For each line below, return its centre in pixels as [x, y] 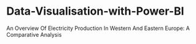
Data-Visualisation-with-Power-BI [95, 11]
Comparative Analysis [34, 34]
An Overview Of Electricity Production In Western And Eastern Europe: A [98, 28]
